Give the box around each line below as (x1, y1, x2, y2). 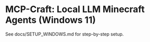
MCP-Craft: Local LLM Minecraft (5, 4, 145, 15)
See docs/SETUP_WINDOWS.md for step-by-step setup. (5, 31, 124, 37)
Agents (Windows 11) (5, 14, 96, 26)
